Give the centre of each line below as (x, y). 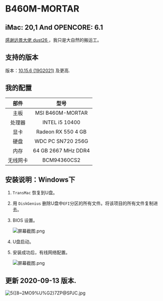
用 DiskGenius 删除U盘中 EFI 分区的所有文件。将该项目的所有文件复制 (83, 203)
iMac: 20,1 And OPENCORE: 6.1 (54, 27)
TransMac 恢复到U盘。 (35, 193)
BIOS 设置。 (25, 220)
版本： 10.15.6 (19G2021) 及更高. (38, 70)
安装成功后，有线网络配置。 (41, 253)
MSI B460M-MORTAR (61, 113)
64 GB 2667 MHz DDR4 (61, 150)
